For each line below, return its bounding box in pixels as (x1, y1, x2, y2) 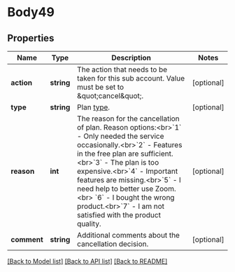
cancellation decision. (76, 239, 149, 249)
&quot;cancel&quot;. (76, 91, 144, 100)
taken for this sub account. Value (76, 74, 185, 83)
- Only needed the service (76, 131, 164, 141)
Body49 (7, 4, 55, 20)
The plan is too (110, 158, 159, 167)
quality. (76, 219, 101, 229)
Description (111, 53, 152, 62)
